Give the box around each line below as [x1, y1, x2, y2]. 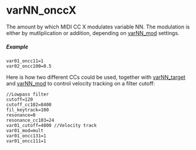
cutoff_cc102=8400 [6, 101, 52, 107]
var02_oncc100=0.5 [6, 63, 52, 69]
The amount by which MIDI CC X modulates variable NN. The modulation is [6, 23, 190, 30]
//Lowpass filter [6, 91, 49, 97]
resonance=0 [6, 112, 36, 118]
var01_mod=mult [6, 127, 44, 133]
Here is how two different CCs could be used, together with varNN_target [6, 74, 186, 81]
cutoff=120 [6, 96, 33, 103]
